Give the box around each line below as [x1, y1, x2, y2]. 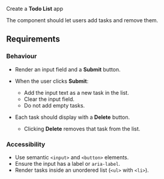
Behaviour [6, 52, 37, 61]
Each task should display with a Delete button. [14, 114, 130, 121]
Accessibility [6, 140, 46, 148]
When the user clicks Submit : [14, 77, 89, 85]
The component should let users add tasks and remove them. [6, 17, 159, 23]
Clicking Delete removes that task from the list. [23, 125, 141, 132]
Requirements [6, 34, 60, 44]
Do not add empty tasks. [23, 102, 85, 109]
